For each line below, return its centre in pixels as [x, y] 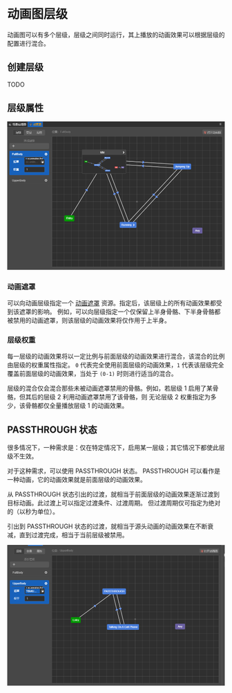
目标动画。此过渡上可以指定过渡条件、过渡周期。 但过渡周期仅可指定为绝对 [114, 503]
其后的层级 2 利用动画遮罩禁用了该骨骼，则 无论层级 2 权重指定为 [118, 397]
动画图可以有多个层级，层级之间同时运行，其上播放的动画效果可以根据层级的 [116, 35]
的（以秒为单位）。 [33, 512]
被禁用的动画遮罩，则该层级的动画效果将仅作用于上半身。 [89, 321]
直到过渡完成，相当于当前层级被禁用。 [74, 535]
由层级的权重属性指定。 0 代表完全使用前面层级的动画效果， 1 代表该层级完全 [116, 365]
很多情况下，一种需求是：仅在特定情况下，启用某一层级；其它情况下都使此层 [116, 448]
